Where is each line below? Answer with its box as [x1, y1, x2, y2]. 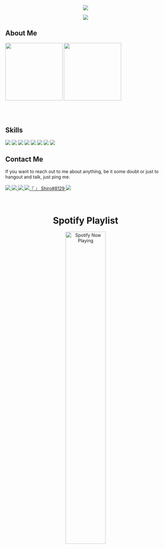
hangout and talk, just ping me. [5, 174, 70, 180]
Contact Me [5, 155, 43, 164]
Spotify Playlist [52, 215, 119, 226]
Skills [5, 126, 23, 135]
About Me [5, 29, 37, 38]
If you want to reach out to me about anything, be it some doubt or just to [5, 168, 159, 175]
